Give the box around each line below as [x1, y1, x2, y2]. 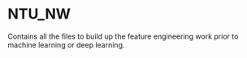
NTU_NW [7, 5, 71, 23]
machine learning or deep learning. [7, 39, 125, 49]
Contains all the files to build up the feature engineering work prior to [7, 31, 239, 41]
